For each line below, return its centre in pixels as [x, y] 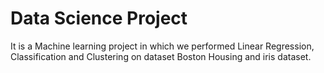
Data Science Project [99, 18]
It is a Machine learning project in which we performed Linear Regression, [162, 46]
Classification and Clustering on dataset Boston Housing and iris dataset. [161, 56]
